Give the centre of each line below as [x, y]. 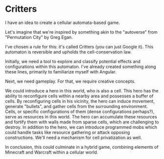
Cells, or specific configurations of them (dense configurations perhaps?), [80, 112]
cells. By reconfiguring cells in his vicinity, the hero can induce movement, [80, 101]
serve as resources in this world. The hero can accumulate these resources [81, 116]
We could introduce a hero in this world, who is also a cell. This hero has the [82, 91]
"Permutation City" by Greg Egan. [39, 37]
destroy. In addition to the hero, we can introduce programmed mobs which [81, 127]
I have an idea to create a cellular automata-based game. [63, 23]
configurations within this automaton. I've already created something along [81, 67]
